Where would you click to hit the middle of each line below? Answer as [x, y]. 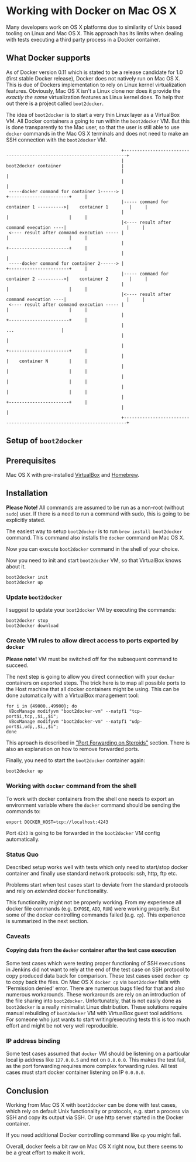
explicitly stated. [26, 520]
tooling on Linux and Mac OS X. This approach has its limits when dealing [94, 33]
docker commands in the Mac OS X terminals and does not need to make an [97, 133]
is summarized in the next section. [47, 921]
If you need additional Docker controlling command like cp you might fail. [94, 1135]
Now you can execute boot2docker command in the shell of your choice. [93, 549]
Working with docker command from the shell [71, 786]
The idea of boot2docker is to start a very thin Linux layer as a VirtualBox [93, 114]
